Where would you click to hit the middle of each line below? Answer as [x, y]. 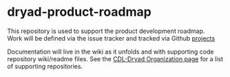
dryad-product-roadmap [79, 12]
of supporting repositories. [45, 66]
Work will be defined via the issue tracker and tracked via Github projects [111, 38]
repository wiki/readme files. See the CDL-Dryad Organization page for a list [115, 58]
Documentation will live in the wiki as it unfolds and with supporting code [111, 52]
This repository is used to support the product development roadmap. [106, 31]
